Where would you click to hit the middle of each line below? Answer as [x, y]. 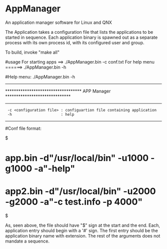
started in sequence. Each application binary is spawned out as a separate [82, 37]
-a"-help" [55, 169]
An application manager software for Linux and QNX [59, 22]
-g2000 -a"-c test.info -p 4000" [74, 202]
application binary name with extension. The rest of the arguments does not [83, 236]
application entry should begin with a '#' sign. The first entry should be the [82, 231]
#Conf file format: [23, 128]
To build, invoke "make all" [32, 52]
